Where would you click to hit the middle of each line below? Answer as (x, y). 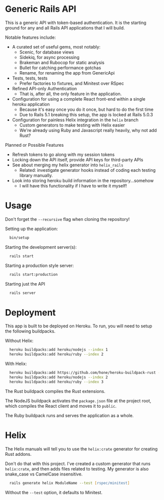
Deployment (31, 312)
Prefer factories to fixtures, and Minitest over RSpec (72, 83)
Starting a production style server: (40, 265)
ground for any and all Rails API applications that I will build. (65, 27)
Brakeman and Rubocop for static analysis (62, 62)
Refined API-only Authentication (44, 88)
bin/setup (19, 237)
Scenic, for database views (47, 52)
